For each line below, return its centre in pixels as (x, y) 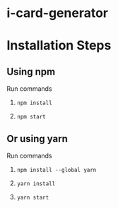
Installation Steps (59, 46)
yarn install (36, 184)
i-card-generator (58, 13)
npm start (31, 117)
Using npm (31, 71)
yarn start (33, 197)
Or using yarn (37, 139)
